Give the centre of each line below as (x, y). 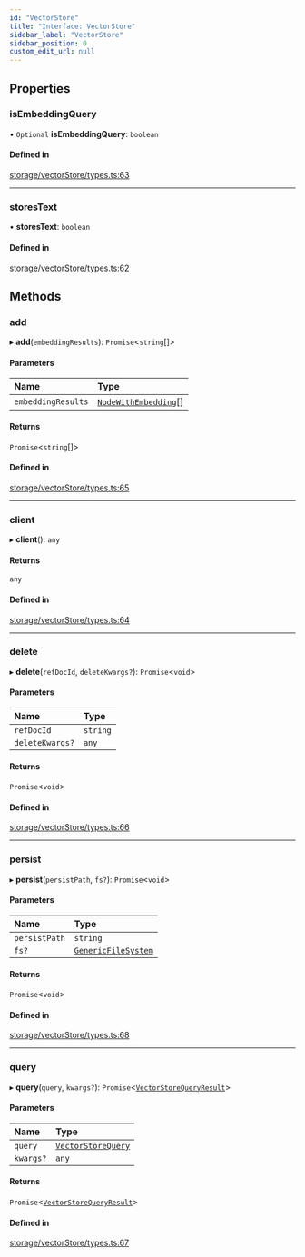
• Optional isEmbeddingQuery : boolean (84, 134)
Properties (40, 89)
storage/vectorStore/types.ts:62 (69, 268)
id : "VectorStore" (44, 18)
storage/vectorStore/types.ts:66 (69, 827)
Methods (35, 296)
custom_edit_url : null (52, 52)
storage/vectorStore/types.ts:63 (69, 175)
